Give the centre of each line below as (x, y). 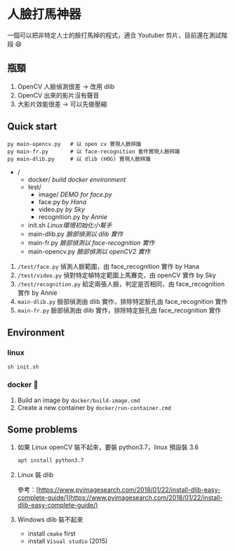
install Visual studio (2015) (68, 541)
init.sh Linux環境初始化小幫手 (70, 225)
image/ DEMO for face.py (75, 194)
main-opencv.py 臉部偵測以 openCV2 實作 (89, 251)
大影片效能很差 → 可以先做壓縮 (62, 104)
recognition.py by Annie (73, 217)
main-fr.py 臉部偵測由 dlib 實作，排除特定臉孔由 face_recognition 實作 (119, 310)
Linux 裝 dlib (35, 475)
